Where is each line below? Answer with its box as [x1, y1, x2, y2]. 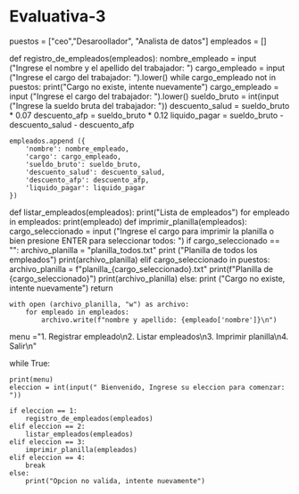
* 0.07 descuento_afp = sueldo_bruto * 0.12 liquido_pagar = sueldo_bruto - [9, 110, 284, 120]
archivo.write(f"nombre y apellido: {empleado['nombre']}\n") [41, 315, 278, 325]
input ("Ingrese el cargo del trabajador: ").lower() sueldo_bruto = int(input [9, 91, 279, 102]
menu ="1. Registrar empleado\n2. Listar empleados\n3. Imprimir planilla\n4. [9, 331, 289, 342]
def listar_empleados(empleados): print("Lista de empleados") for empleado [9, 207, 290, 218]
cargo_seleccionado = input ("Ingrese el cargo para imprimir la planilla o [9, 226, 275, 236]
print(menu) [9, 375, 54, 384]
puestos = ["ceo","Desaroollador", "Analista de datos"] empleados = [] [9, 36, 267, 46]
